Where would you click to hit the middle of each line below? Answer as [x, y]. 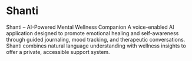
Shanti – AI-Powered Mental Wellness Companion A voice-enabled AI [90, 27]
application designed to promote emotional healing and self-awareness [92, 33]
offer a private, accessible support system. [58, 52]
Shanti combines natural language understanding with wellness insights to [96, 46]
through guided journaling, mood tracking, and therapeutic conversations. [96, 39]
